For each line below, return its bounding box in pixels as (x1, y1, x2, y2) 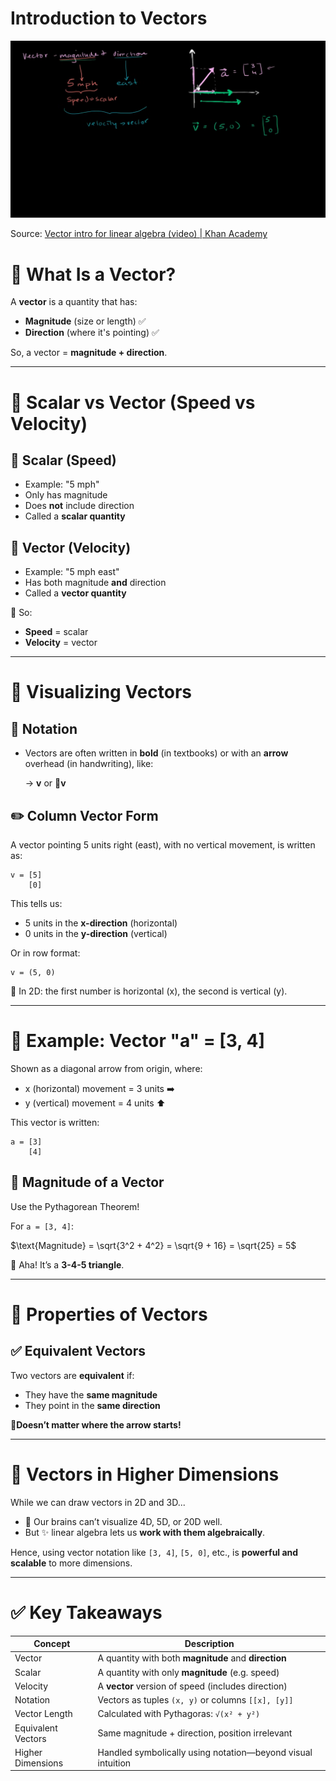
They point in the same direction (24, 1399, 161, 1411)
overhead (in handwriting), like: (24, 758, 154, 770)
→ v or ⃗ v (24, 777, 67, 789)
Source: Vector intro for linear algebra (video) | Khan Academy (10, 228, 268, 240)
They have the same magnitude (24, 1388, 158, 1401)
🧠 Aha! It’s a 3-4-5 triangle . (10, 1258, 125, 1271)
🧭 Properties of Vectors (10, 1303, 208, 1326)
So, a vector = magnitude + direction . (10, 347, 168, 359)
